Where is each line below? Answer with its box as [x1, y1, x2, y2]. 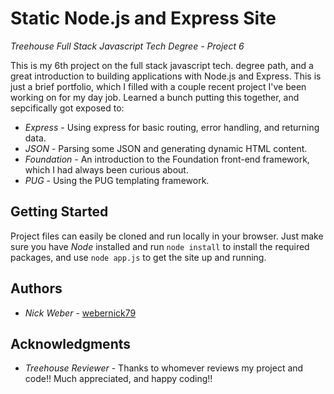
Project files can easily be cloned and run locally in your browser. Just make [10, 230, 324, 242]
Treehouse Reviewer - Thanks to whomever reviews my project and [24, 362, 304, 374]
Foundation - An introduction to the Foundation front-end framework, [24, 153, 310, 165]
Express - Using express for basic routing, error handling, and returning [24, 121, 320, 133]
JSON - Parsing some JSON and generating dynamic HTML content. [24, 142, 308, 154]
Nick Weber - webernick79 [24, 307, 137, 319]
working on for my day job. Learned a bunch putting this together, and [10, 91, 300, 103]
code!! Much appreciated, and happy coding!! [24, 373, 213, 385]
